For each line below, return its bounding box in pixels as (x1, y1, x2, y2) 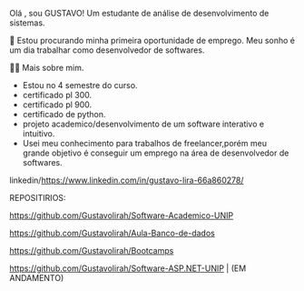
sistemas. (9, 17, 45, 28)
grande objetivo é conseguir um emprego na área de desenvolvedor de (22, 147, 289, 158)
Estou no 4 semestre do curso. (22, 80, 138, 90)
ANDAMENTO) (9, 273, 64, 283)
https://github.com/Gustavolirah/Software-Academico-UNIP (9, 210, 234, 221)
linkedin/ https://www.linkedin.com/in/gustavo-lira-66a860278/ (9, 175, 244, 186)
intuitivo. (22, 128, 55, 139)
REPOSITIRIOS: (9, 193, 66, 203)
